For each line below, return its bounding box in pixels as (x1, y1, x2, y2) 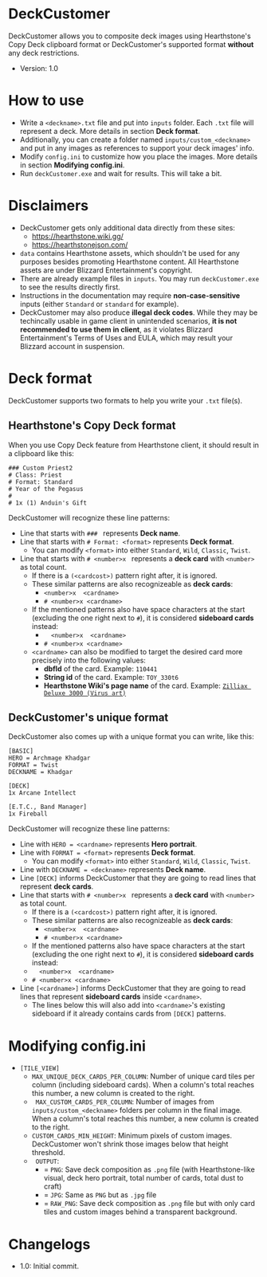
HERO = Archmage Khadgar (8, 754, 91, 762)
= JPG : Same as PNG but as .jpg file (43, 1190, 157, 1200)
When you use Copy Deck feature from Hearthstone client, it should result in (8, 440, 259, 450)
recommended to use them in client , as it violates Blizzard (19, 324, 214, 334)
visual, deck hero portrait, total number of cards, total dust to (43, 1173, 244, 1183)
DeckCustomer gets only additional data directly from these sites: (19, 222, 235, 232)
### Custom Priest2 (8, 464, 73, 472)
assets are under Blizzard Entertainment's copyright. (19, 265, 193, 275)
